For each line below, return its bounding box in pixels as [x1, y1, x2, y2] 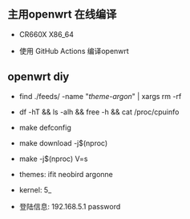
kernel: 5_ [18, 184, 52, 195]
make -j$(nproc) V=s [18, 154, 88, 163]
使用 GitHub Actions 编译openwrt [18, 46, 129, 56]
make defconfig [18, 122, 71, 132]
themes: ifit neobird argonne [18, 169, 114, 179]
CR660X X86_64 [18, 29, 74, 39]
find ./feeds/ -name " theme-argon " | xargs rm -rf [18, 91, 182, 101]
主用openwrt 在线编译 [7, 7, 117, 22]
